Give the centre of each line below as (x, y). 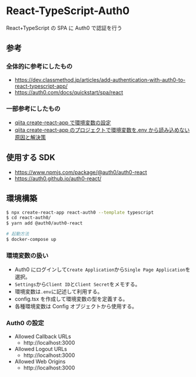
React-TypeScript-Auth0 (68, 11)
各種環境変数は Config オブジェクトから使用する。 (76, 306)
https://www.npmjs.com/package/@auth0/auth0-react (81, 172)
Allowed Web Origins (40, 361)
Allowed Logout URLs (41, 349)
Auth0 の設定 (25, 323)
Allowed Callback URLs (43, 336)
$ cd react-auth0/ (29, 218)
